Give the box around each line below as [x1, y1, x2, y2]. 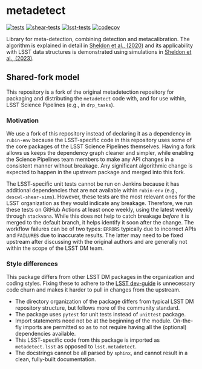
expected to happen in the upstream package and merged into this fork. [6, 169, 186, 176]
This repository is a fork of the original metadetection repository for [6, 88, 174, 96]
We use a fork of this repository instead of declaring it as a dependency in [6, 130, 191, 137]
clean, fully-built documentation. [15, 356, 97, 363]
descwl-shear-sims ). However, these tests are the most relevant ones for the [6, 193, 195, 200]
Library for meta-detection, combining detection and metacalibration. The [6, 35, 191, 42]
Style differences [6, 260, 59, 268]
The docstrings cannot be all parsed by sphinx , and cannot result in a [15, 349, 188, 357]
